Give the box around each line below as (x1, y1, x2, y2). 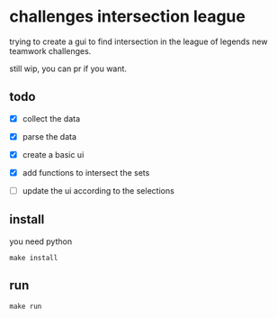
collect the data (22, 113, 81, 123)
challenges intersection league (9, 6, 246, 27)
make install (9, 253, 58, 262)
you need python (9, 236, 73, 247)
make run (9, 302, 42, 311)
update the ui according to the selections (22, 186, 175, 195)
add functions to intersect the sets (22, 167, 150, 177)
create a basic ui (22, 149, 85, 159)
